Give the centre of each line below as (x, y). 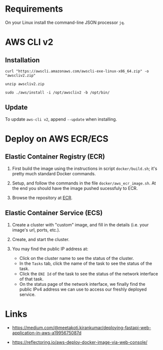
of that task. (31, 279)
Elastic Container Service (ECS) (54, 213)
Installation (22, 60)
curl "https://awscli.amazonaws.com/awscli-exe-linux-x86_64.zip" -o (77, 71)
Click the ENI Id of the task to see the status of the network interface (89, 274)
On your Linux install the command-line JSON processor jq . (65, 22)
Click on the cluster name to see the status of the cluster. (77, 258)
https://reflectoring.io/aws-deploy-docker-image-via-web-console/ (80, 342)
